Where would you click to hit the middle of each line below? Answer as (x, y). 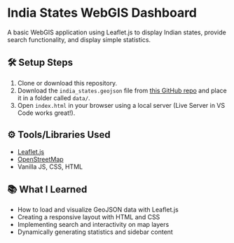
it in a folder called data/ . (54, 98)
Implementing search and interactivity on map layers (93, 225)
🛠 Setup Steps (40, 63)
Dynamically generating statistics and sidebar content (95, 232)
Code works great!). (46, 113)
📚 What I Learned (47, 189)
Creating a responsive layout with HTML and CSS (89, 217)
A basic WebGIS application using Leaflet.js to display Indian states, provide (117, 32)
